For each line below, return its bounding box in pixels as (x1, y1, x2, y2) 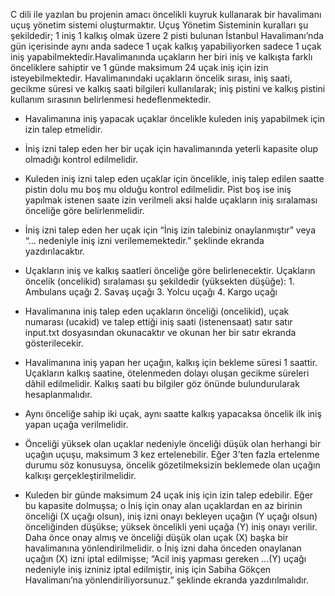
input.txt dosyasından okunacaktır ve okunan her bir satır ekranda (24, 327, 297, 338)
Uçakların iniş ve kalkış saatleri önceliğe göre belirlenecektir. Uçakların (24, 265, 316, 276)
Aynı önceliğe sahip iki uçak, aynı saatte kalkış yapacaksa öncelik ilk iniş (24, 408, 322, 419)
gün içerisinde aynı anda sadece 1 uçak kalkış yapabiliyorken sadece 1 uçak (10, 40, 322, 52)
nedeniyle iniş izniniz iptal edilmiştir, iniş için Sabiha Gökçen (24, 564, 272, 575)
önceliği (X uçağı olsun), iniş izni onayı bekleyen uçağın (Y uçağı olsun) (24, 510, 318, 522)
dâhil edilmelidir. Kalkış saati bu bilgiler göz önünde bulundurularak (24, 378, 300, 389)
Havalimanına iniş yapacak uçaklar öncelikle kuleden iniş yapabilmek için (24, 113, 326, 124)
